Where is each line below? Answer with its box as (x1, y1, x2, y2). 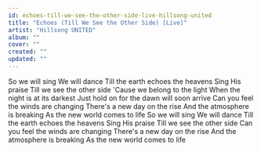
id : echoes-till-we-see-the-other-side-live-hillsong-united (8, 11, 212, 20)
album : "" (8, 33, 41, 42)
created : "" (8, 48, 47, 56)
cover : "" (8, 41, 41, 49)
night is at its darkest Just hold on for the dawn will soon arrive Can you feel (8, 93, 254, 103)
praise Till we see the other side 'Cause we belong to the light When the (8, 85, 241, 94)
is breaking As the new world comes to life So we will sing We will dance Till (8, 110, 253, 119)
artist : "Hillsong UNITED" (8, 26, 96, 34)
